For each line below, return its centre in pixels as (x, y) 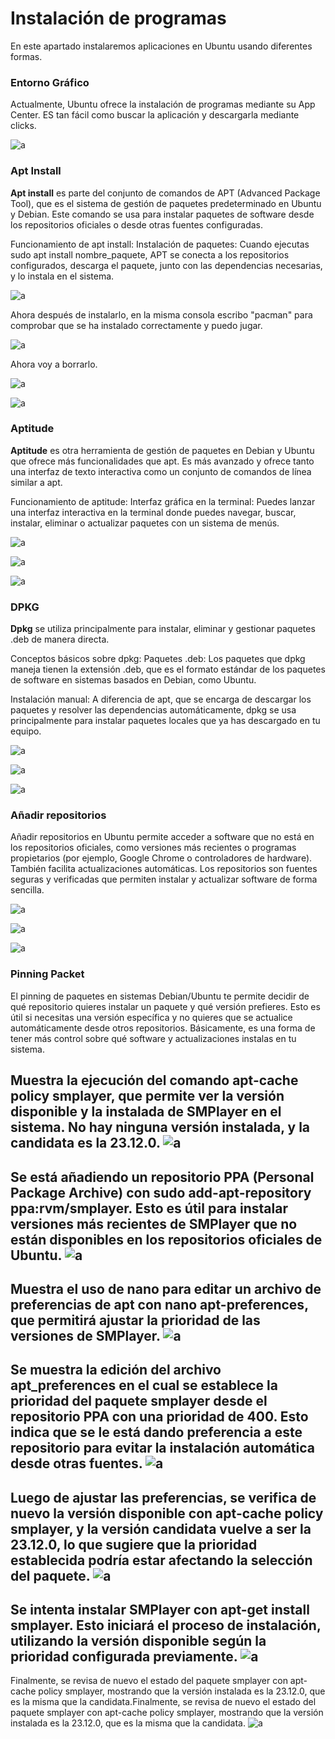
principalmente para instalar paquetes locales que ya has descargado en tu (165, 721)
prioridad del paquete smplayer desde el (139, 1401)
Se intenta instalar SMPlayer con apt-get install (160, 1610)
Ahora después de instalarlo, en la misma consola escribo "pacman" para (161, 314)
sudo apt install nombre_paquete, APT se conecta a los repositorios (150, 254)
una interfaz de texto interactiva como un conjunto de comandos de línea (161, 471)
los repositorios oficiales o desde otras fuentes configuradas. (136, 224)
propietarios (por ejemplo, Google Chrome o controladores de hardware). (161, 858)
